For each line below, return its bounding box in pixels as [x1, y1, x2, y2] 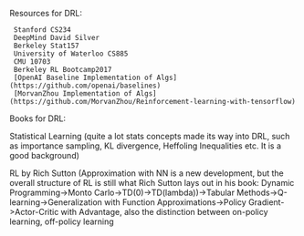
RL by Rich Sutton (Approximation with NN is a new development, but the [9, 168, 285, 179]
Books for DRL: [9, 113, 67, 124]
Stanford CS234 [13, 26, 71, 35]
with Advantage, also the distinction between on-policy [60, 207, 268, 217]
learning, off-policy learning [9, 216, 114, 227]
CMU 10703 [13, 57, 51, 67]
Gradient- [247, 197, 285, 208]
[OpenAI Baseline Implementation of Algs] [13, 73, 178, 82]
